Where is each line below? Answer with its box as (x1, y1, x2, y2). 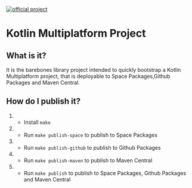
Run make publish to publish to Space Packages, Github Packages (23, 169, 187, 177)
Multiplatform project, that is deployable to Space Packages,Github (6, 72, 171, 80)
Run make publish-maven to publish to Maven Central (23, 156, 153, 164)
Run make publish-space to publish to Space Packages (23, 131, 158, 138)
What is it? (6, 50, 47, 60)
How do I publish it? (6, 96, 80, 107)
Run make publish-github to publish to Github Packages (23, 144, 161, 151)
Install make (23, 119, 51, 126)
